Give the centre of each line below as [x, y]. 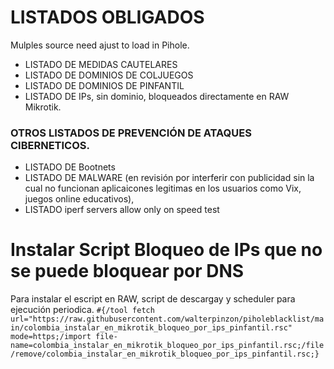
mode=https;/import [51, 337]
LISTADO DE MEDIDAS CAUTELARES [101, 64]
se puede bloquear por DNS [127, 271]
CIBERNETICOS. [50, 145]
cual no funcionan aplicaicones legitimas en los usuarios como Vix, [163, 188]
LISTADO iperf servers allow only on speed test [122, 210]
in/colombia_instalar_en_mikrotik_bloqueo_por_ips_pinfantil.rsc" [151, 328]
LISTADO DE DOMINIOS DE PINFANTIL [104, 85]
